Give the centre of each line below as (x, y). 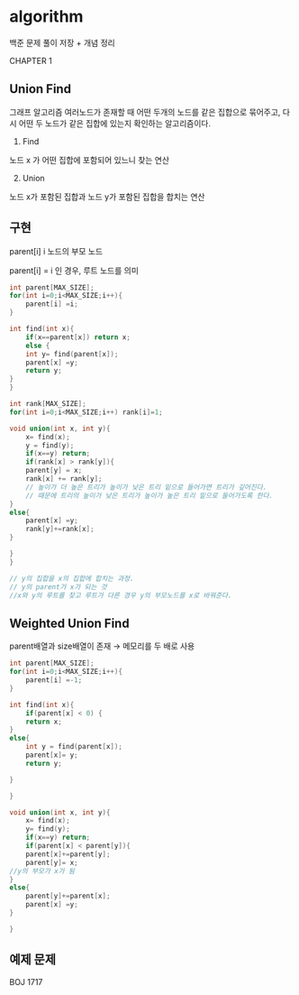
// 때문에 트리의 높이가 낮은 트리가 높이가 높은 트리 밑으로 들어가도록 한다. (149, 495)
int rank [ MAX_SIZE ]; (48, 404)
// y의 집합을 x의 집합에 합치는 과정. (72, 578)
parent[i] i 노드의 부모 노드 (56, 251)
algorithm (46, 17)
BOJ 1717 (26, 981)
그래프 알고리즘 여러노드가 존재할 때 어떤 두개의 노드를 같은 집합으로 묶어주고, (145, 112)
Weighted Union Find (69, 623)
